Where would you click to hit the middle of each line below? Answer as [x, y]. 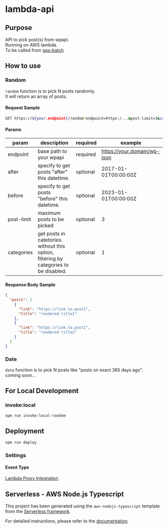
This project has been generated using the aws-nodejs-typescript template [82, 506]
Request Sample [22, 108]
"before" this [52, 198]
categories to [53, 265]
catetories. [50, 240]
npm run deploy [21, 443]
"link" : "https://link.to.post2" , [54, 328]
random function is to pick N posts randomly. [50, 91]
